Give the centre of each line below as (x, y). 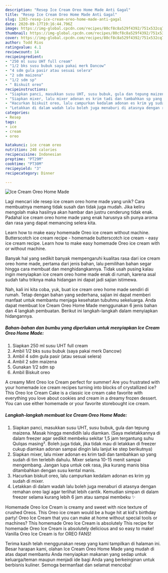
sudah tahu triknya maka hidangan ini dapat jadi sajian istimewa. (71, 280)
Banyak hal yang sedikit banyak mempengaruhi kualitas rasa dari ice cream (83, 258)
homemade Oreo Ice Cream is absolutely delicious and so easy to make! (79, 529)
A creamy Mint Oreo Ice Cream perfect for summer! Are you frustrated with (82, 382)
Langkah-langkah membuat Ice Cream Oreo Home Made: (66, 415)
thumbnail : (16, 33)
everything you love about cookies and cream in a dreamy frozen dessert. (81, 398)
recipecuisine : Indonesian (33, 155)
